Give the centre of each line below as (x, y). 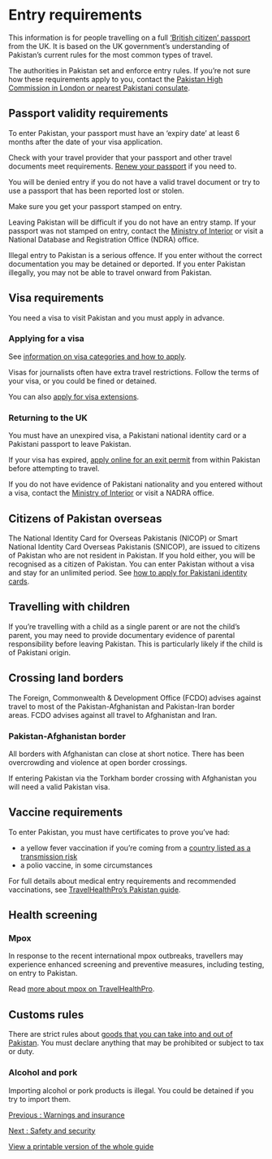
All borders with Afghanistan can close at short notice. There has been (127, 754)
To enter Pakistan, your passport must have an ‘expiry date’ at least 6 (124, 133)
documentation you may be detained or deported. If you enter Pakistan (127, 264)
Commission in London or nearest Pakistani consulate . (99, 88)
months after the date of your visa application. (86, 142)
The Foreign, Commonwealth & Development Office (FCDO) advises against (135, 698)
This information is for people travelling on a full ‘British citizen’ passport (130, 37)
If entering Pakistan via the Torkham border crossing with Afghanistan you (133, 778)
